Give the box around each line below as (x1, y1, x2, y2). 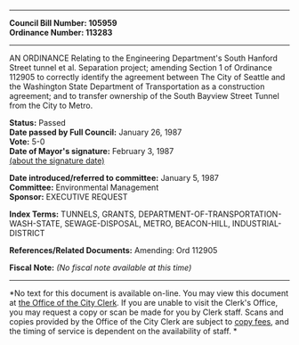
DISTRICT (9, 228, 45, 238)
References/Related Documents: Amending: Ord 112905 (9, 245, 218, 255)
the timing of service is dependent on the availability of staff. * (9, 326, 238, 336)
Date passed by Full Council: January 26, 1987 (9, 127, 182, 137)
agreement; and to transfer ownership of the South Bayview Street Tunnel (9, 91, 280, 101)
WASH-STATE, (9, 218, 63, 228)
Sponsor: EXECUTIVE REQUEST (9, 192, 128, 201)
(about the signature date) (9, 155, 105, 166)
